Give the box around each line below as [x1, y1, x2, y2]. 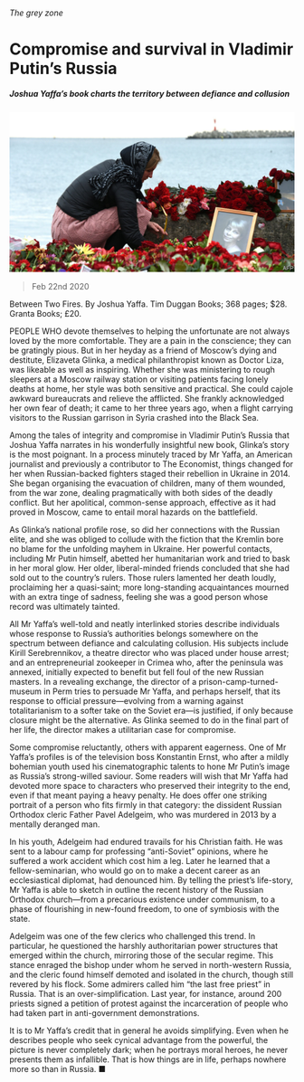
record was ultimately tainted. [9, 602, 120, 612]
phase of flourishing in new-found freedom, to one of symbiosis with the [9, 904, 280, 915]
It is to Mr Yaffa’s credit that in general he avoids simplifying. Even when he [9, 1025, 290, 1036]
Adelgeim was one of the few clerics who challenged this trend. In [9, 931, 256, 942]
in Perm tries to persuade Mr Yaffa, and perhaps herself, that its [43, 686, 280, 697]
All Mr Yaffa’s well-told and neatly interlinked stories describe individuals [9, 619, 280, 630]
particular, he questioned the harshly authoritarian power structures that [9, 941, 279, 952]
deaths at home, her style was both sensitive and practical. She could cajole [9, 384, 294, 394]
